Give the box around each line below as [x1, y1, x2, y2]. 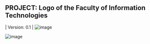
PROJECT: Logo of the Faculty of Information [5, 4, 146, 12]
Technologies [5, 12, 48, 20]
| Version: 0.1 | [5, 24, 33, 30]
